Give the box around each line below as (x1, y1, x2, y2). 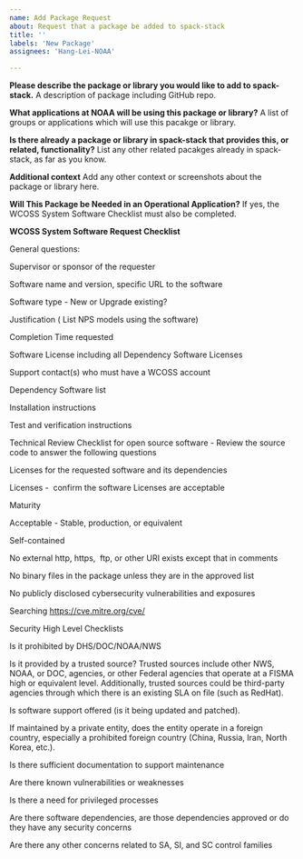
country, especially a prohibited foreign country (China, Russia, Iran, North (9, 733, 288, 744)
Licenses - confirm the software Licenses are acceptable (9, 483, 225, 494)
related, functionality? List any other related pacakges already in (9, 145, 254, 155)
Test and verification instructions (9, 420, 132, 431)
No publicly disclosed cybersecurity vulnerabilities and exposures (9, 588, 256, 599)
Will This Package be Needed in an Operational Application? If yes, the (9, 199, 279, 210)
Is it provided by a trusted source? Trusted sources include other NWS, (9, 658, 275, 669)
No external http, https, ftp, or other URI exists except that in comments (9, 553, 279, 564)
